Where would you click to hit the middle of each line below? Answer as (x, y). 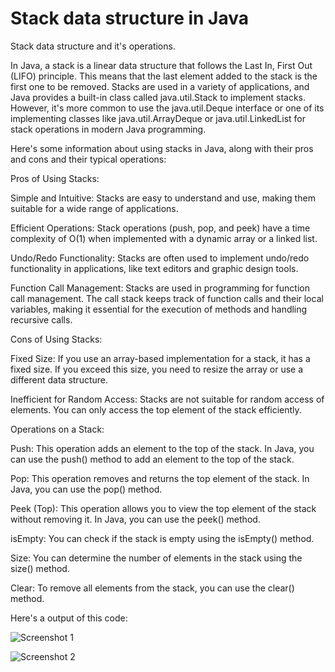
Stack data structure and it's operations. (93, 46)
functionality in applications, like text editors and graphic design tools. (154, 268)
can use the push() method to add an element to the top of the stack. (152, 459)
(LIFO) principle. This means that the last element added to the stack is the (164, 76)
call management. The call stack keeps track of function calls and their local (167, 298)
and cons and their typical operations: (88, 159)
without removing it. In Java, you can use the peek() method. (135, 519)
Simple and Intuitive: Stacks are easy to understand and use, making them (163, 198)
